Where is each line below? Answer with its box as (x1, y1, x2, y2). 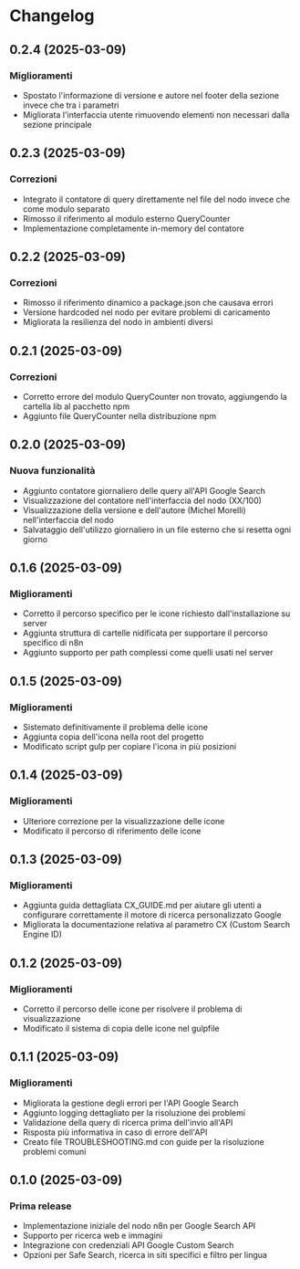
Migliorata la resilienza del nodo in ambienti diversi (22, 317, 213, 328)
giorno (22, 533, 48, 544)
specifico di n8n (22, 637, 84, 648)
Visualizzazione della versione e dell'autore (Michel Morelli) (22, 504, 246, 516)
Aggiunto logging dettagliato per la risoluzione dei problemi (22, 1106, 246, 1118)
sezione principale (22, 119, 93, 130)
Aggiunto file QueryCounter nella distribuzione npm (22, 410, 217, 421)
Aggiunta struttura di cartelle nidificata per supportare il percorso (22, 627, 268, 639)
